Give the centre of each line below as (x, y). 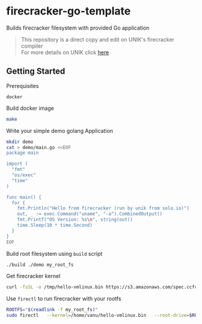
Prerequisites (23, 86)
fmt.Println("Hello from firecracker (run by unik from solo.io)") (103, 208)
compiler (32, 46)
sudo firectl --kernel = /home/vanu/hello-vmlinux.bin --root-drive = (98, 316)
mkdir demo (20, 142)
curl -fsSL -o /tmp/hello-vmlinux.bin (55, 287)
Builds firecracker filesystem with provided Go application (78, 28)
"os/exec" (24, 175)
